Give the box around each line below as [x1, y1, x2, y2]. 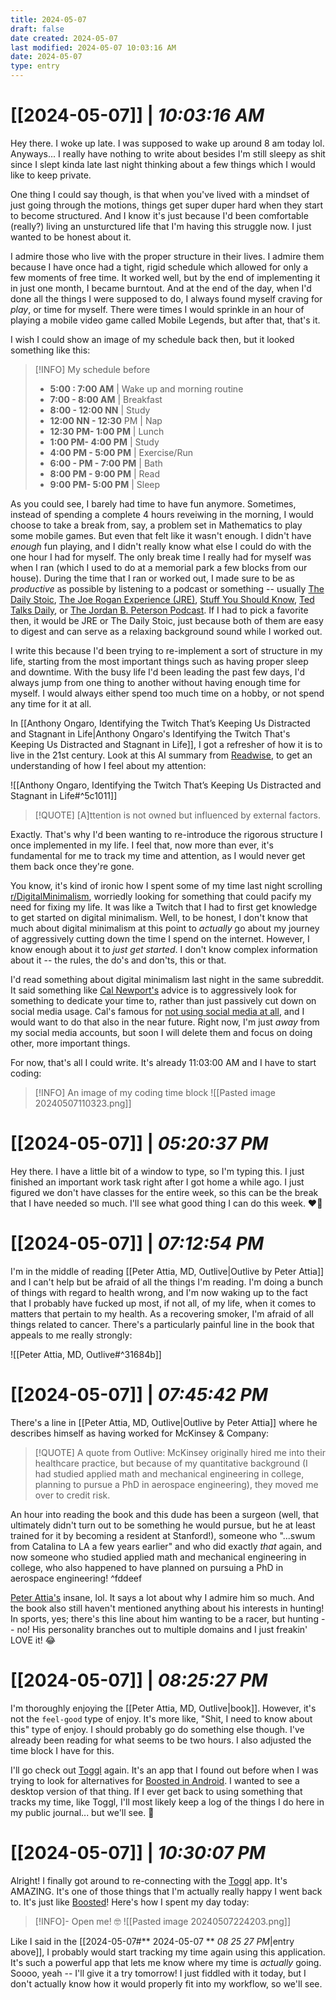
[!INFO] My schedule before [34, 363, 151, 375]
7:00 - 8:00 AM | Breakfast [49, 393, 163, 405]
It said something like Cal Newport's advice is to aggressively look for [10, 984, 298, 996]
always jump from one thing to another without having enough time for [10, 676, 301, 688]
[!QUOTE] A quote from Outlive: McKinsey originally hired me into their [34, 1446, 326, 1458]
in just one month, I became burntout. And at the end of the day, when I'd [10, 282, 312, 294]
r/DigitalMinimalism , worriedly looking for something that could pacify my [10, 890, 312, 902]
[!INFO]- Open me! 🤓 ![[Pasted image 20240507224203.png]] [34, 1915, 292, 1927]
